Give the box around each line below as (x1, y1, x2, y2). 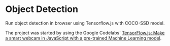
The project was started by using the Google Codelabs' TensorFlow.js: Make (5, 29, 165, 35)
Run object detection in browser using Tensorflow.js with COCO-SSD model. (5, 20, 165, 26)
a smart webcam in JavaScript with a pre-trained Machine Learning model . (5, 35, 162, 41)
